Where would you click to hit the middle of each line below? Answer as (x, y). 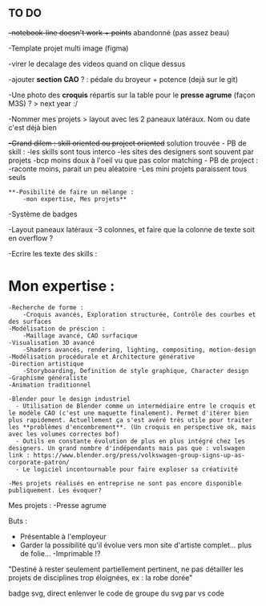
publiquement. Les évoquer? (55, 490)
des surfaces (30, 321)
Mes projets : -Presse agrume (57, 505)
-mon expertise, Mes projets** (75, 199)
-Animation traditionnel (50, 385)
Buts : (18, 521)
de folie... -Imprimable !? (60, 553)
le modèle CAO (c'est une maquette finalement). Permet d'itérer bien (129, 413)
